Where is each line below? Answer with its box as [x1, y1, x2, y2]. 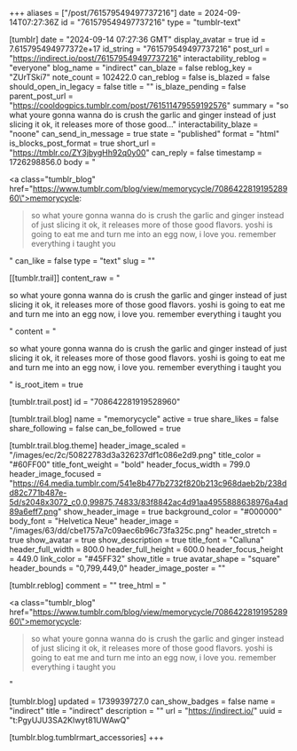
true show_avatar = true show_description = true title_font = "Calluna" [9, 534, 264, 545]
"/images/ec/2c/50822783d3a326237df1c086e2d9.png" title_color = [9, 450, 262, 460]
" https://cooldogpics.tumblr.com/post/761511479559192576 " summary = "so [9, 100, 289, 110]
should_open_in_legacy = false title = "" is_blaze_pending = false [9, 82, 246, 91]
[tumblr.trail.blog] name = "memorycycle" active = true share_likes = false [9, 414, 279, 424]
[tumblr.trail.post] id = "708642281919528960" [9, 397, 181, 407]
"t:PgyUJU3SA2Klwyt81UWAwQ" [9, 715, 130, 725]
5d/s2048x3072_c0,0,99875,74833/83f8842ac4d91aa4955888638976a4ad [9, 497, 288, 507]
